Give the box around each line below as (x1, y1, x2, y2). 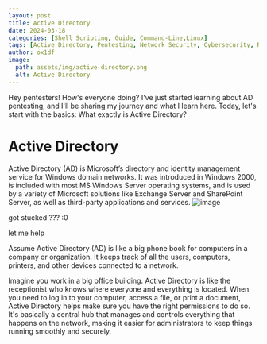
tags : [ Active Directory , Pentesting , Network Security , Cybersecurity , (8, 41, 254, 49)
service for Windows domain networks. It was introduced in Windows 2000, (8, 172, 257, 181)
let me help (8, 228, 45, 238)
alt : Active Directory (15, 71, 91, 79)
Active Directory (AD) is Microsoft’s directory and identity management (8, 164, 241, 173)
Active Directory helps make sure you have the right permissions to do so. (8, 301, 250, 311)
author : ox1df (8, 48, 56, 56)
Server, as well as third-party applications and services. (8, 197, 191, 207)
